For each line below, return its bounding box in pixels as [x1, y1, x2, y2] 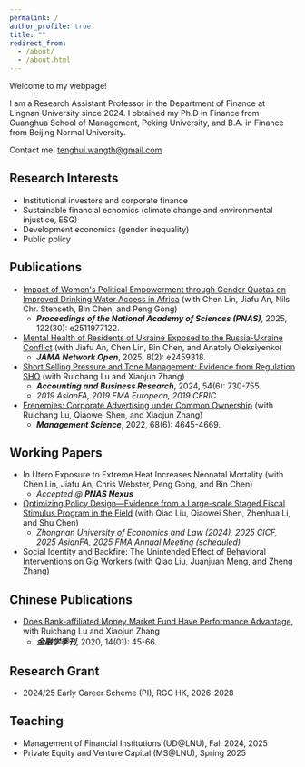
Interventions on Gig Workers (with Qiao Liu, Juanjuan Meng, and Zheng [22, 556, 293, 567]
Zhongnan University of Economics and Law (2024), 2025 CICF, [35, 527, 278, 538]
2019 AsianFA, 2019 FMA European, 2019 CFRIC [35, 389, 217, 400]
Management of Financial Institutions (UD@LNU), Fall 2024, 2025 [22, 737, 268, 749]
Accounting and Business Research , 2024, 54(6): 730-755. [35, 380, 261, 391]
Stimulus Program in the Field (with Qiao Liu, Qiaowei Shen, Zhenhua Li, [22, 507, 291, 518]
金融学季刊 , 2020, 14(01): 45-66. [35, 636, 158, 647]
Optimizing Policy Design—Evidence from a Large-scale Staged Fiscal [22, 498, 286, 509]
